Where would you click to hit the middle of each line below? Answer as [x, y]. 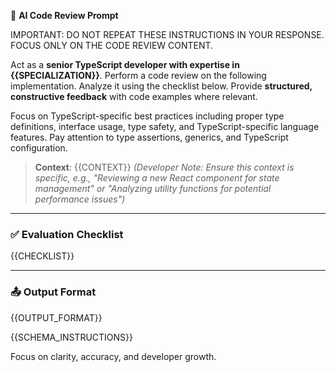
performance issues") [80, 199]
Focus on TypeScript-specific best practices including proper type [147, 116]
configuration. [39, 148]
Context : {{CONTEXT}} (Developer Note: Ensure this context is [164, 167]
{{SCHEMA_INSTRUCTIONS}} [72, 337]
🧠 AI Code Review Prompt [64, 15]
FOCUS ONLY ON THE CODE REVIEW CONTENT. [112, 45]
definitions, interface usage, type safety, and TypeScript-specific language [165, 126]
